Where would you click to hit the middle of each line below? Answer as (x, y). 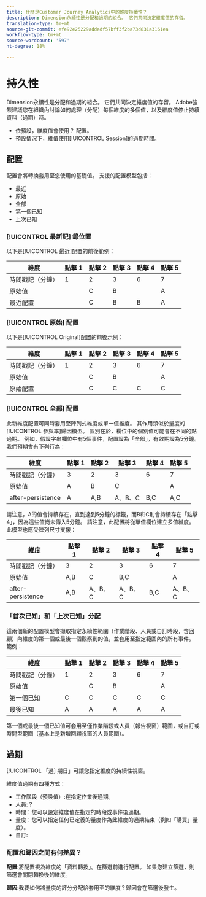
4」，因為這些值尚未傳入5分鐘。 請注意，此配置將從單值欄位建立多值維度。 (101, 522)
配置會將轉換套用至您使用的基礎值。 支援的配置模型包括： (80, 175)
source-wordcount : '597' (38, 41)
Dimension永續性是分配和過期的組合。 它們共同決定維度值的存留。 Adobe (99, 102)
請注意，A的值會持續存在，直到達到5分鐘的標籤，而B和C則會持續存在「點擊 (102, 514)
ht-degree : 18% (26, 47)
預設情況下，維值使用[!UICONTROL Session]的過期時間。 (88, 138)
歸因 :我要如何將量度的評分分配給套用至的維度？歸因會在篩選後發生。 (93, 887)
